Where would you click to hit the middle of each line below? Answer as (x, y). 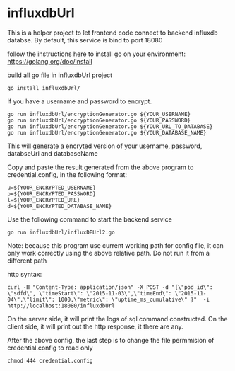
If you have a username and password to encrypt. (80, 101)
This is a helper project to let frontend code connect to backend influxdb (113, 33)
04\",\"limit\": (31, 299)
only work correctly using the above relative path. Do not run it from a (109, 253)
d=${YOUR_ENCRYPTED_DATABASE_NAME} (60, 206)
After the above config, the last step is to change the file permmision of (111, 340)
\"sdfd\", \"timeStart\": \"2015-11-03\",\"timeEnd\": (90, 293)
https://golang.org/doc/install (50, 61)
